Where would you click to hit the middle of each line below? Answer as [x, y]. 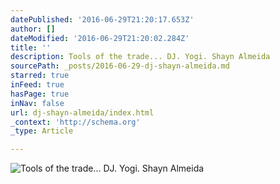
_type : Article [42, 131]
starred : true [40, 76]
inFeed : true [37, 85]
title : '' [31, 47]
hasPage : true [40, 94]
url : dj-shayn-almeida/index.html [82, 112]
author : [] [33, 29]
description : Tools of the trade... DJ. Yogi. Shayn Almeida [140, 57]
